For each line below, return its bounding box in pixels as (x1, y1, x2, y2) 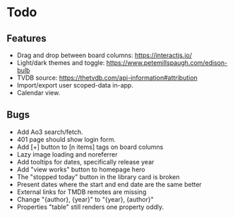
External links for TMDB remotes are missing (16, 188, 147, 196)
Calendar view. (16, 89, 61, 97)
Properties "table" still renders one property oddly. (16, 202, 164, 211)
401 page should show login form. (16, 135, 116, 143)
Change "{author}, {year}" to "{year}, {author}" (16, 195, 154, 203)
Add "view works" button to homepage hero (16, 165, 145, 174)
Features (6, 32, 47, 44)
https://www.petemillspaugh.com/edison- (106, 59, 228, 67)
